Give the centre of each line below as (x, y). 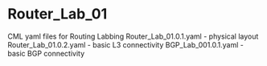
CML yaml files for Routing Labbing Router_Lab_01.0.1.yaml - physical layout (133, 36)
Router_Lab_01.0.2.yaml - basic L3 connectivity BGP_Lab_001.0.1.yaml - (126, 44)
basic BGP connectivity (46, 53)
